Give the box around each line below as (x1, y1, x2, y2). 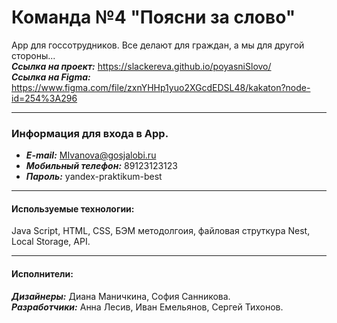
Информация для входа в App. (11, 126, 169, 140)
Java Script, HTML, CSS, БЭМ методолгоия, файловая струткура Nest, (11, 225, 311, 237)
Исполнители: (11, 268, 74, 280)
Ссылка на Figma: (11, 71, 91, 83)
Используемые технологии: (11, 202, 135, 215)
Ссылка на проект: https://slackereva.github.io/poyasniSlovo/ (11, 60, 272, 72)
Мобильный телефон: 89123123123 (25, 160, 178, 172)
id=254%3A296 (11, 92, 78, 104)
